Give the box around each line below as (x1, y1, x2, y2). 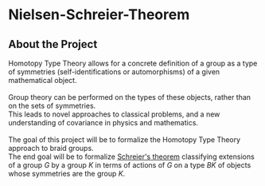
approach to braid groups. (8, 144, 94, 152)
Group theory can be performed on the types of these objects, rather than (8, 93, 251, 101)
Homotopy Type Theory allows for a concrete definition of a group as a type (8, 58, 258, 68)
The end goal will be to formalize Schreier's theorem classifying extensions (8, 152, 255, 161)
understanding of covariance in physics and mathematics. (8, 118, 199, 127)
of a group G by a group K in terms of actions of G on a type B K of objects (8, 160, 251, 169)
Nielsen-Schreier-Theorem (8, 6, 190, 24)
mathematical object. (8, 76, 77, 85)
